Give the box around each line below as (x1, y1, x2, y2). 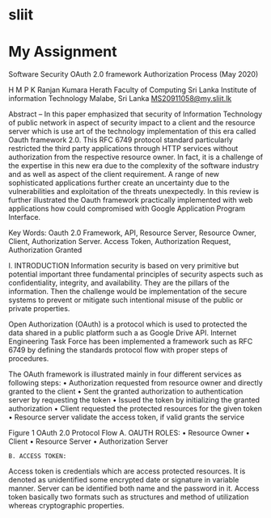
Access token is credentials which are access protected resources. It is (8, 466, 246, 476)
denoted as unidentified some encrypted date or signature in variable (8, 475, 239, 485)
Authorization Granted (8, 245, 83, 255)
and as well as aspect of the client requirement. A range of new (8, 170, 220, 179)
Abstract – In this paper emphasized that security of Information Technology (8, 109, 263, 119)
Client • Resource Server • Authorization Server (8, 436, 168, 446)
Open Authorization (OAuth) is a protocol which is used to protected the (8, 319, 248, 329)
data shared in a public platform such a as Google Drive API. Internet (8, 328, 237, 338)
